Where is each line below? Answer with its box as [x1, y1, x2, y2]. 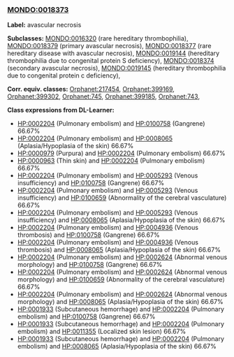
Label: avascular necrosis [7, 21, 82, 29]
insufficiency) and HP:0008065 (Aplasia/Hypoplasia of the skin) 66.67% [17, 216, 226, 224]
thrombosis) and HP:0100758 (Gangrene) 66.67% [17, 231, 160, 239]
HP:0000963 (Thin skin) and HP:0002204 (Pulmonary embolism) [17, 156, 205, 165]
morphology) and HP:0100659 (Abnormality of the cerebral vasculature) [17, 275, 225, 284]
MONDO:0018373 [7, 5, 69, 15]
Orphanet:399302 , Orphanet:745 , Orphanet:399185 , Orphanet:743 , [7, 92, 200, 101]
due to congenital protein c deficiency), [7, 71, 121, 80]
